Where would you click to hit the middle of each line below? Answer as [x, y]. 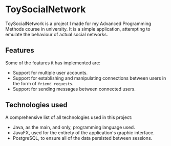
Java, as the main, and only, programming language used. [74, 127]
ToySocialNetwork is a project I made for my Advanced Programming [78, 23]
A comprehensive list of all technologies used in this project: [69, 117]
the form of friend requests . [43, 83]
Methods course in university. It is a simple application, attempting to [78, 29]
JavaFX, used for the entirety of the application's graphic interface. [83, 132]
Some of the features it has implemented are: [53, 63]
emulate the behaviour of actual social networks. [57, 34]
